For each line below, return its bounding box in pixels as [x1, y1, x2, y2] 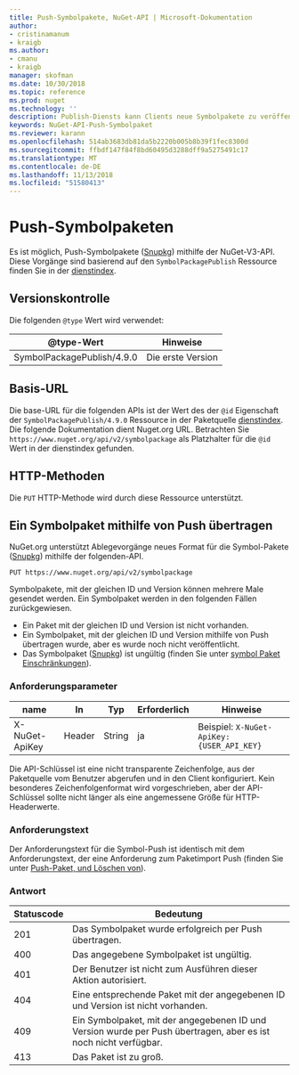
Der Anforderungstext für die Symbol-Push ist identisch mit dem [9, 843, 245, 854]
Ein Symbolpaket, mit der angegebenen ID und [72, 1014, 267, 1027]
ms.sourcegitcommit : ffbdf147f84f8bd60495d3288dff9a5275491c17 [9, 145, 249, 154]
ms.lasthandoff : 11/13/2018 [9, 170, 114, 179]
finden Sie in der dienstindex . [9, 265, 117, 276]
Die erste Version [146, 351, 218, 363]
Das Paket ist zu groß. [72, 1051, 164, 1063]
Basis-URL [9, 381, 69, 396]
